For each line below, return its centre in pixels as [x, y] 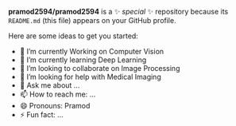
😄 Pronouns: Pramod [55, 106]
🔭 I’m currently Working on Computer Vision [92, 51]
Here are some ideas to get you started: [74, 36]
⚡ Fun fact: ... [41, 114]
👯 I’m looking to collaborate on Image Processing [100, 68]
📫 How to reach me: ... [58, 94]
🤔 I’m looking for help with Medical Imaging [90, 77]
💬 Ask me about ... [50, 85]
